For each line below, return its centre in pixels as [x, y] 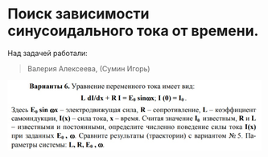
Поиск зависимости [78, 14]
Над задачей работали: [47, 53]
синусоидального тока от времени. [133, 31]
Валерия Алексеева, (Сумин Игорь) [89, 68]
